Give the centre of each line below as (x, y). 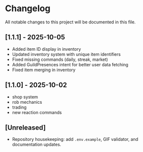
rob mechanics (27, 102)
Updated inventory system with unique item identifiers (66, 54)
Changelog (28, 9)
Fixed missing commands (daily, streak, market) (60, 59)
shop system (25, 97)
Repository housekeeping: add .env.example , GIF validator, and (75, 139)
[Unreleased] (26, 127)
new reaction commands (37, 112)
